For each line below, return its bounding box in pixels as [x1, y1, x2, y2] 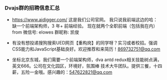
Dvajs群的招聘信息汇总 [5, 4, 60, 11]
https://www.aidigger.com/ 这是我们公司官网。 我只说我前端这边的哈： [12, 16, 158, 23]
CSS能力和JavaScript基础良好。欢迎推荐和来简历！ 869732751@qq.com [12, 46, 161, 52]
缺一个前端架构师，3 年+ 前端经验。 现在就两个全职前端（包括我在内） [12, 23, 158, 29]
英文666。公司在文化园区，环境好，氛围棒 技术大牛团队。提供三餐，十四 [12, 63, 162, 69]
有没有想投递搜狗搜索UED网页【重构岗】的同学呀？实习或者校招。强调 [12, 40, 157, 46]
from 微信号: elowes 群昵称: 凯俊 [12, 29, 79, 35]
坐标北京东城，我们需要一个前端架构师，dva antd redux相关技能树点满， [12, 56, 162, 63]
